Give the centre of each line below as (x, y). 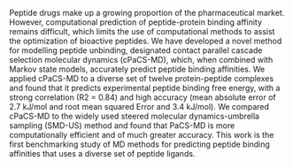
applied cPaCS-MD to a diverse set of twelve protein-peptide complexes (142, 78)
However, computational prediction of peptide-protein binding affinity (136, 22)
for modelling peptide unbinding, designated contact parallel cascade (136, 50)
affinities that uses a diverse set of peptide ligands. (102, 153)
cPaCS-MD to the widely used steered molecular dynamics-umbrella (134, 116)
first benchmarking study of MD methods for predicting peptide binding (139, 144)
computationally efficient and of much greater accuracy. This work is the (142, 135)
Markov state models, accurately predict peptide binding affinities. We (137, 69)
